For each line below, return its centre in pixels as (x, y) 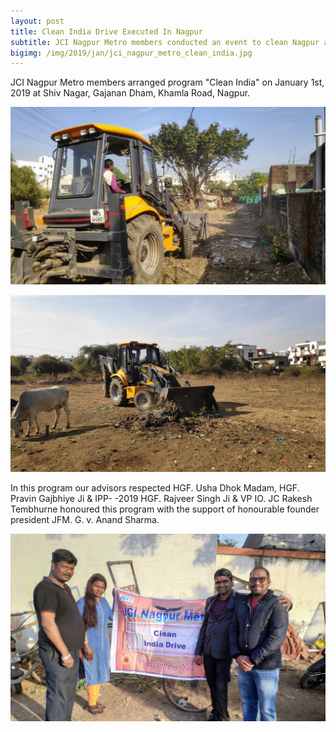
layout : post (37, 21)
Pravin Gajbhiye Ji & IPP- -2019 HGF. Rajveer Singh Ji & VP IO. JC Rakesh (161, 499)
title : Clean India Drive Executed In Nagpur (106, 31)
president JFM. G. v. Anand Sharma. (85, 520)
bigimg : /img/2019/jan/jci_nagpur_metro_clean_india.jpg (131, 53)
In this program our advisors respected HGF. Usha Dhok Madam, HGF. (155, 488)
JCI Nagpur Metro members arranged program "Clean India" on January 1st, (167, 82)
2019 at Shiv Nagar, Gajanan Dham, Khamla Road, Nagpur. (130, 93)
